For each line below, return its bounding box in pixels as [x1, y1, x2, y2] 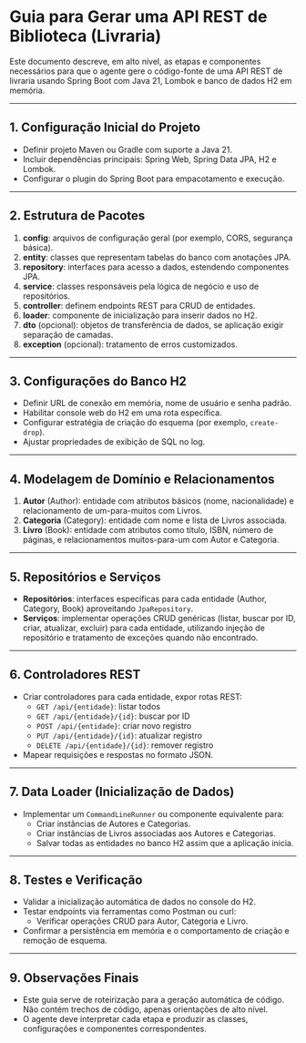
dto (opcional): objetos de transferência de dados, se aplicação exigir [22, 319, 284, 330]
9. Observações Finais [9, 970, 139, 986]
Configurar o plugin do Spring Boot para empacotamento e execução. [22, 173, 285, 184]
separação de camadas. [22, 329, 114, 340]
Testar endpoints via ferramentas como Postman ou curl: [22, 906, 237, 917]
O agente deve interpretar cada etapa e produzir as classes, [22, 1014, 249, 1025]
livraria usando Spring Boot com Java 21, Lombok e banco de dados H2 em [9, 75, 292, 86]
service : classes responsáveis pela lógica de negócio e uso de [22, 281, 260, 291]
